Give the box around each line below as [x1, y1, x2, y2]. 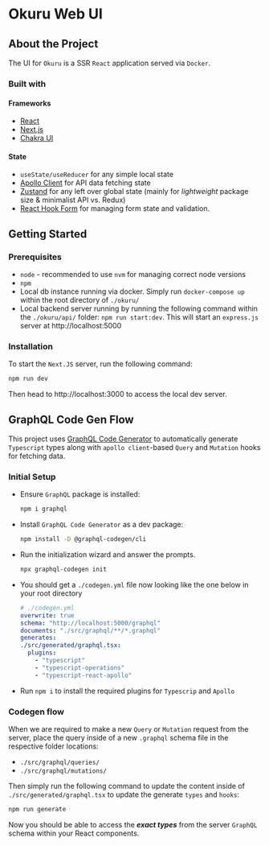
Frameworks [8, 98, 51, 108]
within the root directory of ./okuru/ [19, 295, 140, 305]
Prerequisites [8, 251, 62, 262]
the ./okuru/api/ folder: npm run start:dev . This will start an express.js [19, 312, 259, 322]
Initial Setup [8, 471, 56, 482]
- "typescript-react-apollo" [35, 671, 132, 679]
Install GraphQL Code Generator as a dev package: [19, 520, 184, 530]
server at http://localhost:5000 [19, 321, 122, 331]
